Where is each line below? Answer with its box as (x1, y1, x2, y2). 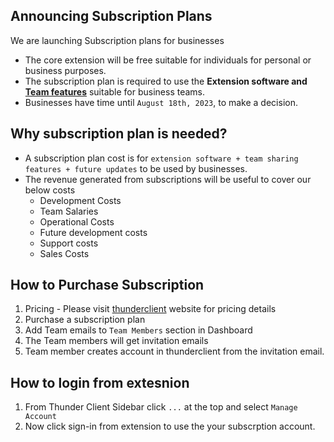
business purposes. (24, 64, 107, 76)
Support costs (39, 237, 99, 249)
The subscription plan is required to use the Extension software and (24, 75, 308, 87)
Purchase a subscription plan (24, 314, 146, 326)
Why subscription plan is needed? (10, 125, 228, 143)
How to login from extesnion (10, 374, 190, 391)
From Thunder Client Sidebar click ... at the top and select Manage (24, 401, 298, 413)
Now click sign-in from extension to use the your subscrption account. (24, 420, 316, 433)
